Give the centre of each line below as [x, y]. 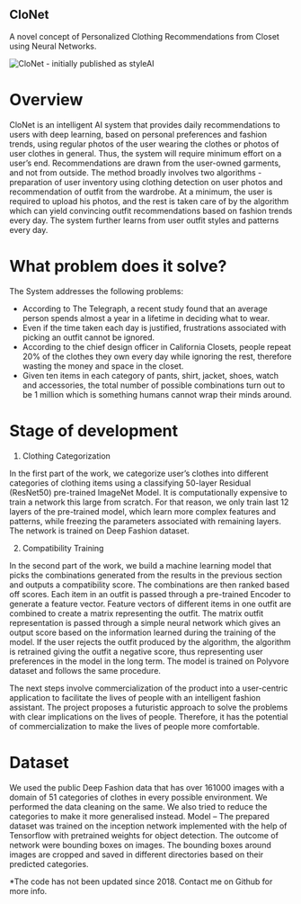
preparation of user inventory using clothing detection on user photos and [146, 182]
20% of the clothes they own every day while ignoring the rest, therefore [157, 356]
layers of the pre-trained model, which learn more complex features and [143, 511]
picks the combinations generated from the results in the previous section [146, 575]
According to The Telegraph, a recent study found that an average [145, 309]
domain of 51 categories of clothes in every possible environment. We [138, 797]
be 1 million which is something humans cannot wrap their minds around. [157, 394]
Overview [46, 100]
